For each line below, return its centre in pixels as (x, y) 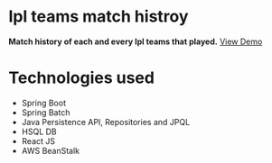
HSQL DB (39, 131)
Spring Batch (46, 112)
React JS (38, 140)
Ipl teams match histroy (98, 17)
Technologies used (82, 78)
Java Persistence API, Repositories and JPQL (106, 122)
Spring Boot (44, 103)
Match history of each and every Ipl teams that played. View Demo (136, 41)
